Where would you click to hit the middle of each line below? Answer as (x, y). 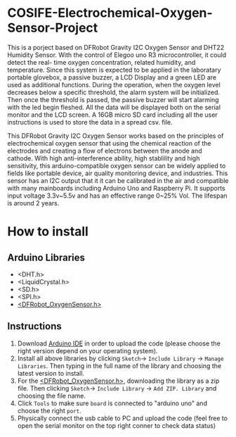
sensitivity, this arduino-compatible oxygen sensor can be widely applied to (117, 165)
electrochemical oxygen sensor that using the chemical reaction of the (110, 143)
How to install (48, 232)
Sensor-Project (53, 28)
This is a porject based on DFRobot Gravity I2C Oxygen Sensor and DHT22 (116, 47)
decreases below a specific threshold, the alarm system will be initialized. (113, 92)
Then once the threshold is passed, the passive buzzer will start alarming (113, 99)
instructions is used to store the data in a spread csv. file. (90, 122)
